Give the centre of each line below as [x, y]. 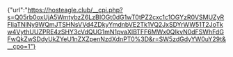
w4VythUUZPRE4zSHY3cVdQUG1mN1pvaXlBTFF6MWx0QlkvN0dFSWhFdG [116, 32]
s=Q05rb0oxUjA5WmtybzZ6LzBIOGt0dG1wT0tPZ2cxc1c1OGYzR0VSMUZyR [116, 17]
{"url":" [17, 10]
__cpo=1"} [22, 46]
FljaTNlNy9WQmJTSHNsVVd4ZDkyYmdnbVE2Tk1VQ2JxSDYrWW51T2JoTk [115, 24]
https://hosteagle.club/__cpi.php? [75, 10]
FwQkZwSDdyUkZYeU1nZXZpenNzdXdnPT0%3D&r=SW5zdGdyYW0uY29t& [116, 39]
